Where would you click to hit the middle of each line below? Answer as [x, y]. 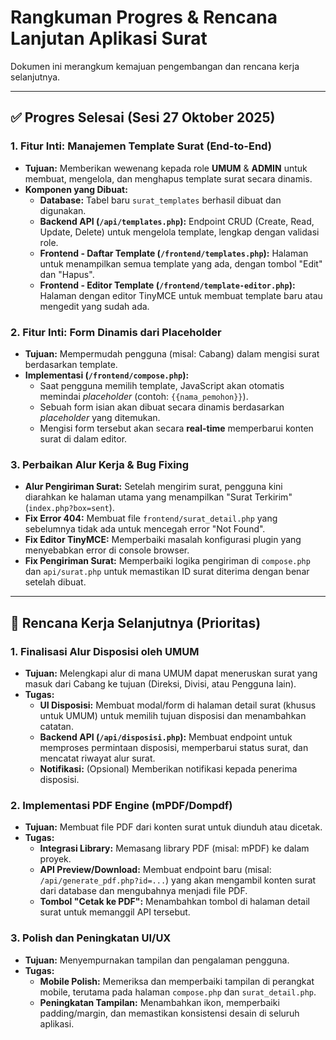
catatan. [56, 726]
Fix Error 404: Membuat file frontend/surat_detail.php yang [151, 518]
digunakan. [63, 210]
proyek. [55, 859]
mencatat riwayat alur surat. [97, 758]
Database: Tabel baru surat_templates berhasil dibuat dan [160, 200]
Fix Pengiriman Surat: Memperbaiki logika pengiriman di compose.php [167, 561]
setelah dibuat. [55, 582]
